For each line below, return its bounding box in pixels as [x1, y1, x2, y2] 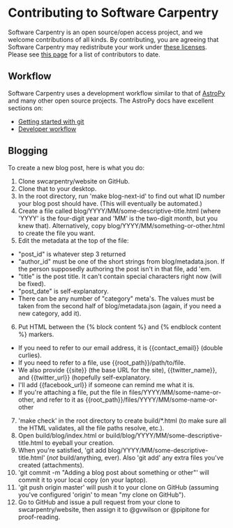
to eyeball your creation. [45, 438, 114, 447]
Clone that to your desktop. [17, 184, 97, 193]
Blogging [8, 145, 48, 157]
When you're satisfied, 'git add [17, 446, 107, 454]
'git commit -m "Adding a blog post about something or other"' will [17, 468, 210, 476]
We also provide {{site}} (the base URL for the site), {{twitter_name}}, [17, 365, 217, 374]
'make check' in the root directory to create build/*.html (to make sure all [17, 416, 227, 425]
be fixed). [17, 279, 46, 287]
